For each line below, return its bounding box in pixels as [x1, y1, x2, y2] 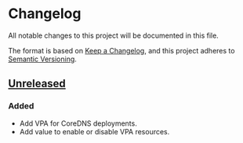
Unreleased [8, 77, 67, 90]
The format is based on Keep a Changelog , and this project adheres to [8, 46, 235, 55]
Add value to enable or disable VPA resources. [19, 126, 170, 136]
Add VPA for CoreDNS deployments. [19, 119, 137, 128]
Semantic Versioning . [8, 54, 77, 64]
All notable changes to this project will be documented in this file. [8, 31, 219, 40]
